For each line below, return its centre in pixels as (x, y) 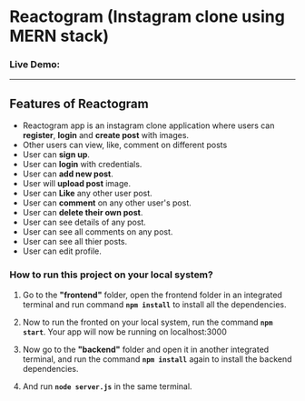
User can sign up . (56, 155)
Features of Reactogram (79, 103)
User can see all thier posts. (75, 242)
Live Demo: (35, 65)
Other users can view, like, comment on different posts (125, 145)
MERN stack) (59, 36)
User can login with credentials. (82, 165)
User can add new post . (68, 174)
